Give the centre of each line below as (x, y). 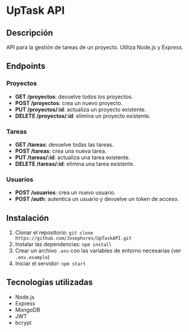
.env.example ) (32, 257)
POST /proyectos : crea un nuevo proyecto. (69, 103)
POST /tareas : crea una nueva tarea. (61, 151)
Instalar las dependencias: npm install (63, 244)
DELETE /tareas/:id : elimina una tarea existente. (75, 164)
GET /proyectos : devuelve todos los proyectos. (74, 97)
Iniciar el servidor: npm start (50, 264)
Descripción (30, 33)
